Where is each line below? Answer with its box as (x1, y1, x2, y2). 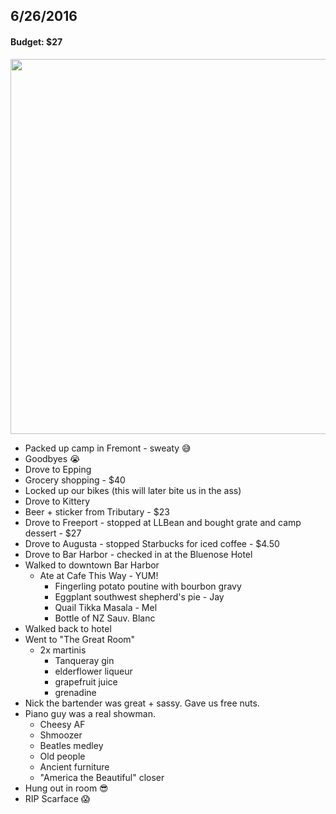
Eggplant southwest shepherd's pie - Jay (54, 590, 225, 603)
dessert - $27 (24, 527, 82, 539)
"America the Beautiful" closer (39, 771, 165, 783)
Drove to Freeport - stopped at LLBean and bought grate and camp (24, 516, 302, 528)
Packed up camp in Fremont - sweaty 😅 (24, 442, 192, 454)
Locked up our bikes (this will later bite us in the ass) (24, 484, 242, 496)
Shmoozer (39, 729, 83, 741)
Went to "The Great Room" (24, 633, 136, 645)
